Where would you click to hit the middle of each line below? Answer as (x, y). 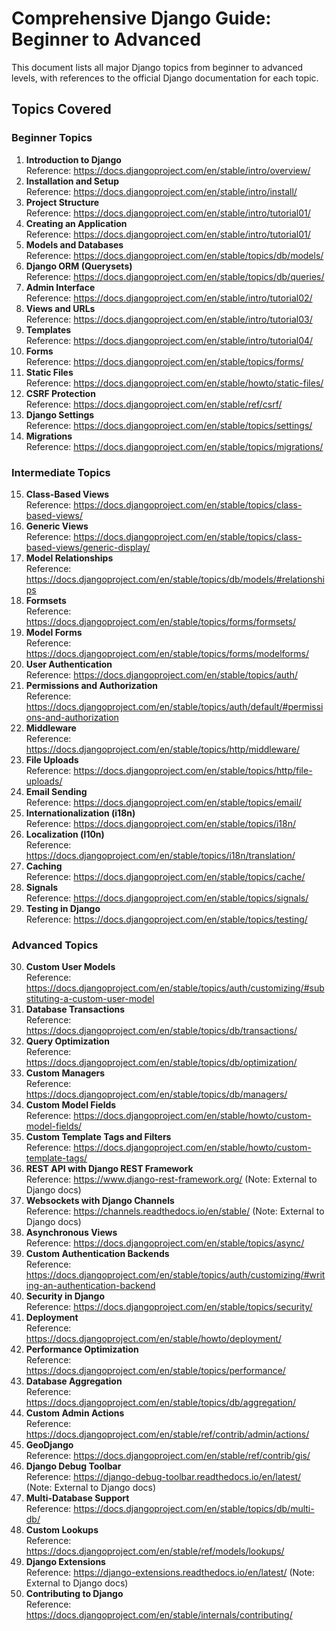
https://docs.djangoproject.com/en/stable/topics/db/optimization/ (161, 1063)
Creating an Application (76, 223)
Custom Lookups (62, 1530)
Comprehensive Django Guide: (141, 18)
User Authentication (69, 664)
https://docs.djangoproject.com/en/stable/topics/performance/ (155, 1371)
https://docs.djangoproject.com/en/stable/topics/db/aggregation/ (160, 1403)
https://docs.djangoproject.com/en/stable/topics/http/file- (193, 770)
